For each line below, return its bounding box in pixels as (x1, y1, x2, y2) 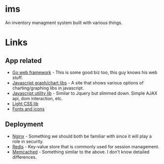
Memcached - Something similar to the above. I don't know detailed (12, 149, 150, 155)
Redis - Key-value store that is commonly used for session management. (12, 143, 160, 149)
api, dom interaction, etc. (12, 95, 63, 101)
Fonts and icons (12, 106, 45, 111)
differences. (12, 154, 37, 160)
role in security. (12, 138, 44, 144)
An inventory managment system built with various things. (5, 20, 123, 26)
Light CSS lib (12, 101, 38, 107)
